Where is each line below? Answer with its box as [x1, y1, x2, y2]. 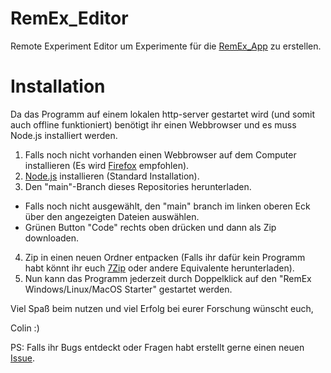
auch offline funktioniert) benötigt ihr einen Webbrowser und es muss [10, 118, 297, 131]
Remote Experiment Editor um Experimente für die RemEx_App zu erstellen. [10, 40, 322, 52]
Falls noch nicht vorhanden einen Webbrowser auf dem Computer [24, 148, 297, 161]
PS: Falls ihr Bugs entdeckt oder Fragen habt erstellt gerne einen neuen [10, 341, 305, 353]
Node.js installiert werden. [10, 129, 118, 141]
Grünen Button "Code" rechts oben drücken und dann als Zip [24, 221, 277, 233]
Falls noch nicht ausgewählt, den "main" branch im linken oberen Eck [24, 200, 311, 212]
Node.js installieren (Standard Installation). [24, 170, 200, 182]
